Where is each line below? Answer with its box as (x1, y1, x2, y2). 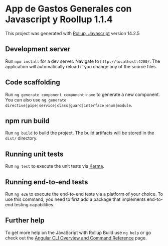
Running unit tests (5, 150, 64, 158)
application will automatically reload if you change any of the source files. (5, 63, 157, 69)
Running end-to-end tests (5, 178, 88, 186)
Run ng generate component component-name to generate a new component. (5, 91, 160, 97)
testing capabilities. (14, 202, 55, 207)
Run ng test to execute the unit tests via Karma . (5, 163, 104, 169)
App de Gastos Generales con (5, 3, 132, 15)
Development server (5, 45, 71, 53)
